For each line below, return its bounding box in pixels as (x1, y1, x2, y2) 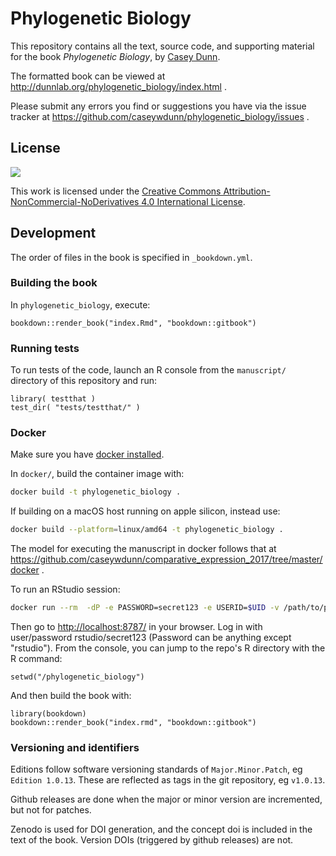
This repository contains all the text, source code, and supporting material (10, 40, 315, 52)
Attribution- (223, 185, 271, 197)
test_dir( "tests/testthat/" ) (10, 403, 141, 413)
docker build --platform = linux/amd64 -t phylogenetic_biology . (10, 525, 284, 535)
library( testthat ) (10, 394, 97, 404)
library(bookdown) (10, 709, 87, 719)
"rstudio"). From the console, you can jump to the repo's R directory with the (10, 642, 326, 654)
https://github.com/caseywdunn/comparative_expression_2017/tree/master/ (10, 553, 323, 566)
